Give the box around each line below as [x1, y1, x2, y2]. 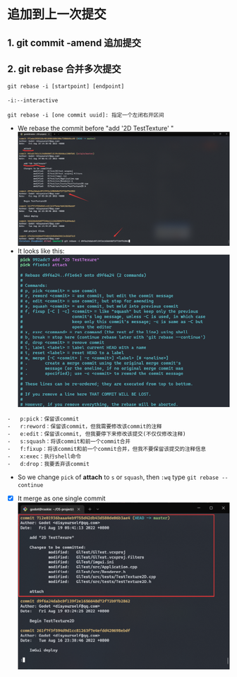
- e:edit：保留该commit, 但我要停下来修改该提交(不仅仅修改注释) [7, 430, 186, 437]
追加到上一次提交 [7, 6, 107, 23]
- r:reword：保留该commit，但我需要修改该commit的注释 [7, 423, 162, 430]
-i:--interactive [7, 97, 59, 105]
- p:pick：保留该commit [7, 415, 80, 423]
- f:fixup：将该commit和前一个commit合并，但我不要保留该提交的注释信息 [7, 445, 207, 452]
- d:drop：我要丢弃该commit [7, 460, 90, 467]
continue [17, 481, 44, 488]
